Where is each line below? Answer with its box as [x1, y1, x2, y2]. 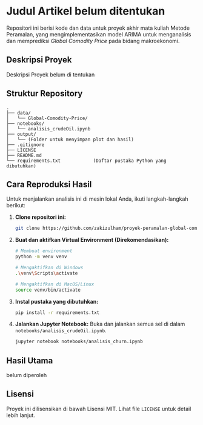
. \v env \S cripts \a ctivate [15, 270, 78, 276]
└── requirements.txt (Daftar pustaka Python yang [6, 158, 167, 164]
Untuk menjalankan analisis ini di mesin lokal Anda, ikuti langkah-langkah [6, 195, 189, 202]
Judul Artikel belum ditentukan [6, 4, 165, 18]
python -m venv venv [15, 253, 67, 260]
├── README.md [6, 152, 42, 158]
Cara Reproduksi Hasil [6, 179, 92, 189]
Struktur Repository [6, 89, 83, 99]
